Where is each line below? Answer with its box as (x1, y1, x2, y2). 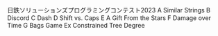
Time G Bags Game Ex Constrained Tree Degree (7, 21, 145, 29)
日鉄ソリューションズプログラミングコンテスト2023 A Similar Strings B (7, 6, 210, 14)
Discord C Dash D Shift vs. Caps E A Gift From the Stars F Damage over (7, 14, 212, 22)
